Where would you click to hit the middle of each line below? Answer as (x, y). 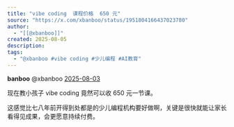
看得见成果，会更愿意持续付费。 (53, 116)
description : (26, 46)
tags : (15, 53)
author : (18, 26)
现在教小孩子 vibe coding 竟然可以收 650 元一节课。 (82, 93)
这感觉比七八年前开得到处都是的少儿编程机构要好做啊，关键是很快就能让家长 (117, 108)
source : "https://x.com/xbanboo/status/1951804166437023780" (98, 20)
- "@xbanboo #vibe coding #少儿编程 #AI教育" (77, 59)
